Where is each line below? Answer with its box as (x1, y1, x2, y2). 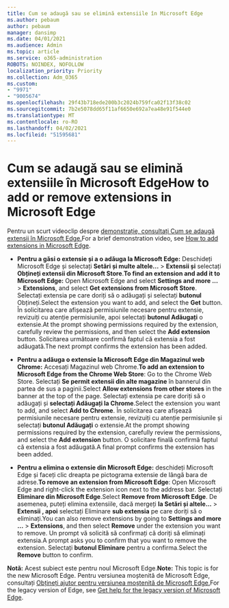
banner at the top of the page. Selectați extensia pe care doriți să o (16, 392, 206, 400)
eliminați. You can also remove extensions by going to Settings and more (16, 515, 222, 523)
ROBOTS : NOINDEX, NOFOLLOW (7, 61, 84, 68)
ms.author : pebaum (7, 16, 59, 23)
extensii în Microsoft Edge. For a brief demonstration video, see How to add (7, 234, 219, 243)
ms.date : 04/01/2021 (7, 36, 66, 42)
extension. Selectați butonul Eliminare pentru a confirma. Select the (16, 544, 207, 552)
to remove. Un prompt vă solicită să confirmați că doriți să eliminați (16, 529, 206, 537)
